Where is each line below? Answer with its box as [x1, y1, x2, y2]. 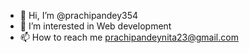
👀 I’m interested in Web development [19, 20, 172, 32]
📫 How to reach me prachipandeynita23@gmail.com [19, 31, 239, 43]
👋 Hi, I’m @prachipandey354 [19, 10, 139, 21]
